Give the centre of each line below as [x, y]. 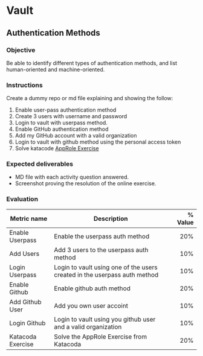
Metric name [29, 218]
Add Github [25, 302]
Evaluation [22, 199]
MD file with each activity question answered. [72, 177]
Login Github [27, 323]
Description [111, 218]
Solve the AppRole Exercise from [100, 337]
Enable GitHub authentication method [62, 129]
